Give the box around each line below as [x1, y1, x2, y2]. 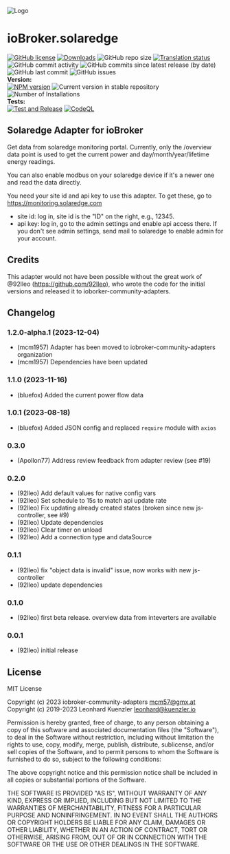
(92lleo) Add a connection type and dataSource [16, 533, 152, 541]
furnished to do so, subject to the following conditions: [7, 755, 161, 764]
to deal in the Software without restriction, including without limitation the [7, 733, 214, 742]
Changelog [7, 306, 56, 318]
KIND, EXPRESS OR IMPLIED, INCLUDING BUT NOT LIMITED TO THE [7, 796, 202, 805]
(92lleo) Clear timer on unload [16, 525, 102, 534]
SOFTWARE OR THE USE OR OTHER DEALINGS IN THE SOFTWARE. [7, 840, 200, 848]
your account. [16, 234, 57, 242]
